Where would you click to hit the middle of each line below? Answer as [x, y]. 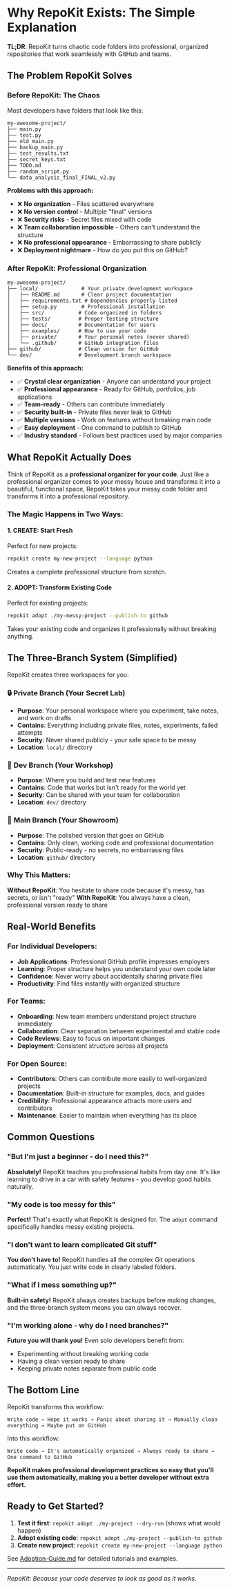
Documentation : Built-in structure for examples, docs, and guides [111, 1093]
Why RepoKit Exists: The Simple [101, 13]
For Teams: [27, 1002]
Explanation [42, 27]
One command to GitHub [40, 1457]
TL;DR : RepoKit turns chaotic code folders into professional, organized [108, 46]
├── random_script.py [38, 171]
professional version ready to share [58, 905]
